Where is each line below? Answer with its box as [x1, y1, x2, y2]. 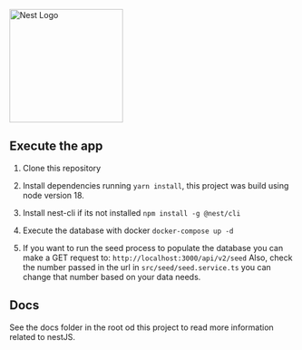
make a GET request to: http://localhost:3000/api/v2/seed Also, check [22, 252, 293, 263]
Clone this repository [22, 162, 102, 173]
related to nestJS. [9, 331, 75, 342]
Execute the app [9, 139, 103, 154]
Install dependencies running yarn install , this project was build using [22, 180, 289, 190]
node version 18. [22, 190, 84, 200]
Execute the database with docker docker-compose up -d [22, 225, 234, 236]
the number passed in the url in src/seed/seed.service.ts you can [22, 261, 272, 272]
